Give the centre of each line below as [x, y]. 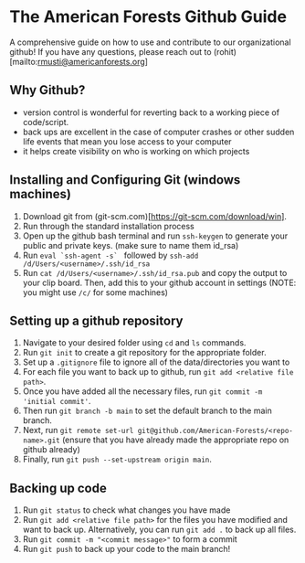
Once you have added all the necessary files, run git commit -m [142, 391]
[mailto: [24, 61]
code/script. [46, 122]
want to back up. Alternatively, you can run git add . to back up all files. [159, 530]
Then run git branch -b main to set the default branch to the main [147, 411]
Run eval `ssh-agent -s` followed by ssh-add [110, 255]
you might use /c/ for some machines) [95, 292]
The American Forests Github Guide [148, 17]
